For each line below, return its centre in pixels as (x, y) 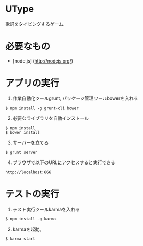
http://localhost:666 (28, 172)
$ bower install (22, 132)
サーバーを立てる (31, 142)
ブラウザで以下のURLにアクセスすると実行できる (64, 162)
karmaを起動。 (28, 229)
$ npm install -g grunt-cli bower (42, 108)
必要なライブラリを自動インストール (51, 118)
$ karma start (20, 239)
